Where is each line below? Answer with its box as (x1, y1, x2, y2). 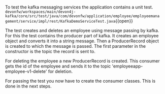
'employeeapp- (111, 63, 143, 69)
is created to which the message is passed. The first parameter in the (5, 43, 146, 49)
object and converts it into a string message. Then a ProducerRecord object (5, 38, 159, 44)
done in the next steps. (5, 83, 52, 89)
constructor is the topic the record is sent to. (5, 49, 96, 54)
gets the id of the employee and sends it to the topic (5, 63, 111, 69)
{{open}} (115, 18, 133, 24)
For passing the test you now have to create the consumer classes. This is (5, 78, 156, 84)
